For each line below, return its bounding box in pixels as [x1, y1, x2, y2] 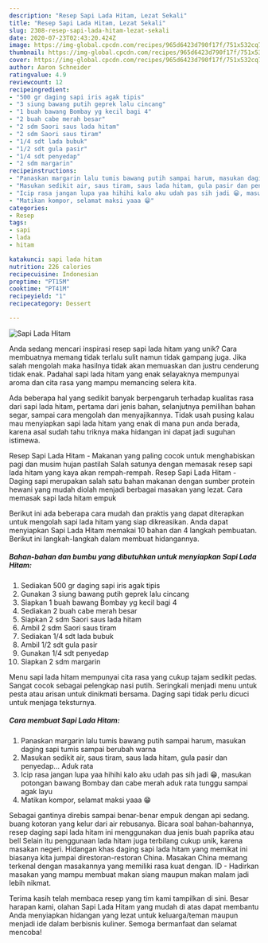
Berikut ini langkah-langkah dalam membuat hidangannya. [9, 534, 200, 544]
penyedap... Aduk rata [20, 761, 94, 770]
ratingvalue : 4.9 [9, 71, 67, 79]
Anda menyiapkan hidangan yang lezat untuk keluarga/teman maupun [9, 910, 239, 920]
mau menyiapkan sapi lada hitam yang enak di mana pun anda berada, [9, 419, 240, 428]
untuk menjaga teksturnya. [9, 697, 97, 707]
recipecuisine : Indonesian [9, 270, 99, 279]
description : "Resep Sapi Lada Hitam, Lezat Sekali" [9, 11, 188, 20]
